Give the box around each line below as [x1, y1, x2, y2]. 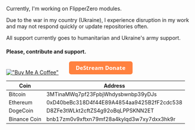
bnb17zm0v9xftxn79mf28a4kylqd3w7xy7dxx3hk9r [46, 115, 176, 122]
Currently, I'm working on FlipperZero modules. [6, 5, 122, 12]
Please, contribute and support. [6, 47, 87, 55]
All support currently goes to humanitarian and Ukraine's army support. [6, 34, 181, 41]
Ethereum [8, 99, 33, 106]
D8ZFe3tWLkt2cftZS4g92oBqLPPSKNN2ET [46, 107, 155, 115]
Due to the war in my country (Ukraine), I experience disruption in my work [6, 17, 189, 23]
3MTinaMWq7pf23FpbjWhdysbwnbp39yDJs [46, 90, 157, 97]
